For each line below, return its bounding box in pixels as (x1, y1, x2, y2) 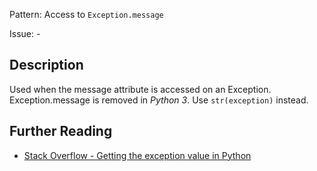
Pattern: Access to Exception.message (9, 9, 164, 20)
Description (9, 57, 84, 74)
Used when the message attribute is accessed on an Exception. (9, 83, 272, 95)
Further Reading (9, 123, 113, 140)
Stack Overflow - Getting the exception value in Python (23, 149, 252, 161)
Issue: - (9, 28, 41, 39)
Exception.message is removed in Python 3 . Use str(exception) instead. (9, 94, 309, 106)
